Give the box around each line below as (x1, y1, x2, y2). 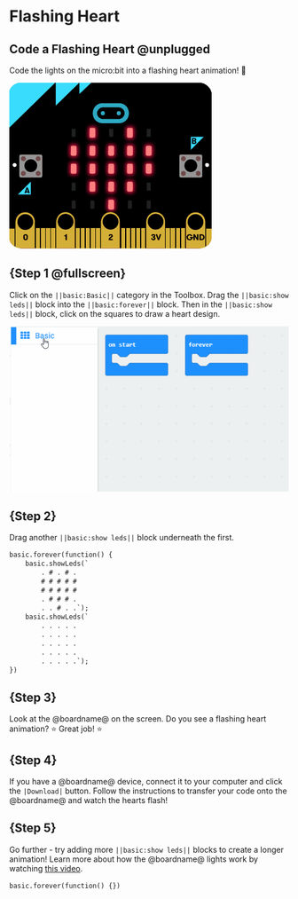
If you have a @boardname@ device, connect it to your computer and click (9, 776, 283, 786)
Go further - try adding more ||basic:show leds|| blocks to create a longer (9, 844, 284, 855)
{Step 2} (9, 509, 57, 524)
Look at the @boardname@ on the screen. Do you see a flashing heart (9, 714, 267, 724)
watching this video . (9, 863, 83, 873)
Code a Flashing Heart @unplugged (9, 42, 211, 57)
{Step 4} (9, 753, 58, 768)
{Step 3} (9, 690, 58, 705)
